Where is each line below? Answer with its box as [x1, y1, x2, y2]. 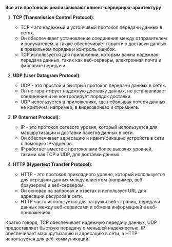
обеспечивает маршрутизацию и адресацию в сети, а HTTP [5, 231, 138, 236]
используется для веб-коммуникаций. [5, 236, 90, 242]
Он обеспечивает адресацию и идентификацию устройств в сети [20, 135, 165, 141]
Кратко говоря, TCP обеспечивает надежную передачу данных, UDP [5, 219, 157, 225]
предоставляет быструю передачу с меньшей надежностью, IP [5, 225, 145, 231]
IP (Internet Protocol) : [12, 114, 60, 120]
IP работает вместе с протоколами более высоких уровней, [20, 146, 153, 152]
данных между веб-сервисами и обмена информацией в [20, 204, 146, 210]
